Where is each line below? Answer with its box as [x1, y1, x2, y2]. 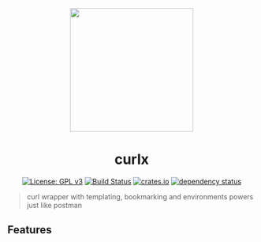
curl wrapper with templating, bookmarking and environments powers [26, 191, 254, 201]
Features [7, 223, 52, 236]
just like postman [26, 200, 82, 210]
